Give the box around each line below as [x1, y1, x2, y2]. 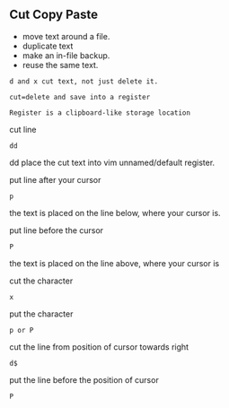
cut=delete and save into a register [9, 92, 151, 101]
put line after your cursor [9, 174, 101, 185]
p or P [9, 326, 34, 334]
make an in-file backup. [22, 49, 110, 61]
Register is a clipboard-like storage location [9, 108, 191, 117]
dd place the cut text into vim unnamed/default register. [9, 157, 216, 168]
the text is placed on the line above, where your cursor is [9, 257, 220, 268]
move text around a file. [22, 30, 110, 41]
